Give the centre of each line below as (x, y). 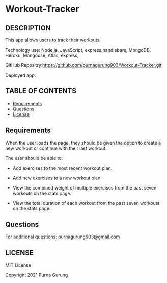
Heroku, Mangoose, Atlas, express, (42, 55)
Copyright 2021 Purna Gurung (37, 275)
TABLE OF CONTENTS (41, 91)
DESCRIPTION (28, 28)
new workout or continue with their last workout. (56, 148)
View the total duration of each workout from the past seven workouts (86, 203)
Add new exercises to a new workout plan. (57, 178)
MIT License (18, 265)
